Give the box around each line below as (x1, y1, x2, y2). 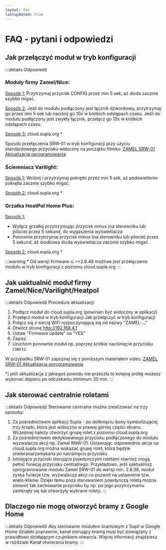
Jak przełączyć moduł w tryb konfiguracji (5, 53, 136, 62)
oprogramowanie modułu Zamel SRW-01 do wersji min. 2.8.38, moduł (12, 467, 154, 473)
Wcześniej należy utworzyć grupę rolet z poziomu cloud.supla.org (12, 430, 148, 436)
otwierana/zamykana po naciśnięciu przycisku (12, 451, 108, 457)
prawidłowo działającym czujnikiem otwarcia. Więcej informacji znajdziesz (5, 534, 158, 540)
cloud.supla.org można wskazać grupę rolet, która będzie (12, 445, 131, 452)
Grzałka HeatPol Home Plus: (5, 203, 75, 210)
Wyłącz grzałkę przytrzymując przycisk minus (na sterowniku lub (12, 223, 146, 230)
